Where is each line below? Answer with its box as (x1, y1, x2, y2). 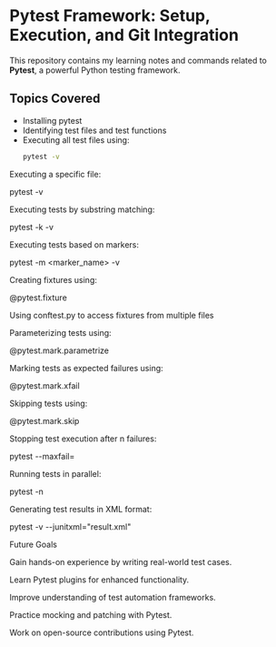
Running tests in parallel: (9, 468, 102, 479)
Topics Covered (9, 91, 101, 106)
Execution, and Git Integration (9, 25, 239, 45)
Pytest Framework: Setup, (9, 5, 211, 26)
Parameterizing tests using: (9, 327, 112, 338)
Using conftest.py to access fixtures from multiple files (9, 309, 214, 320)
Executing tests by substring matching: (9, 204, 155, 215)
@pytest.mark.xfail (9, 379, 80, 391)
